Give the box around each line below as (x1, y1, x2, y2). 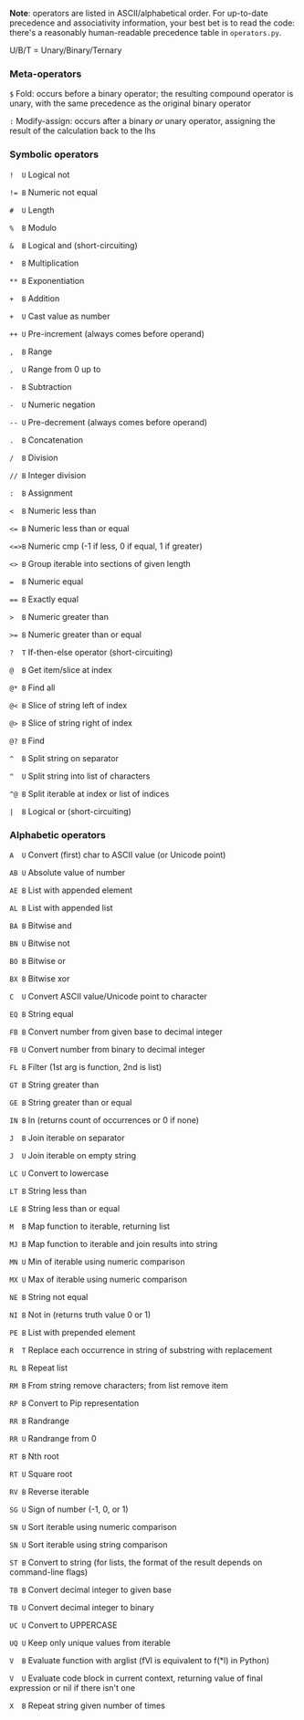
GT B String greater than (9, 1079, 100, 1090)
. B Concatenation (9, 434, 84, 446)
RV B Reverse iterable (9, 1485, 89, 1496)
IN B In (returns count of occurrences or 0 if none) (9, 1114, 199, 1126)
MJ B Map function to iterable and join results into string (9, 1238, 218, 1249)
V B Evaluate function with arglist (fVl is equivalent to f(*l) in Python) (9, 1654, 270, 1665)
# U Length (9, 205, 55, 215)
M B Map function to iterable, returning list (9, 1221, 171, 1232)
